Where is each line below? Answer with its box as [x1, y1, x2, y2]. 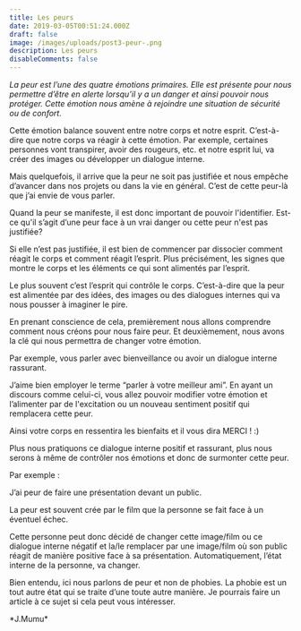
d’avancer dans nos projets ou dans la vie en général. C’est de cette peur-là [9, 181, 288, 191]
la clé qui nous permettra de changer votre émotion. [9, 336, 202, 345]
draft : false [9, 30, 58, 38]
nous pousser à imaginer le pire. [9, 299, 128, 310]
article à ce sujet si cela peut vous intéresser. [9, 596, 176, 607]
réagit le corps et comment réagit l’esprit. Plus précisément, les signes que [9, 253, 285, 264]
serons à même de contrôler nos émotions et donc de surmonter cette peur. [9, 453, 289, 463]
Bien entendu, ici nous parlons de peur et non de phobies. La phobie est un [9, 577, 287, 587]
